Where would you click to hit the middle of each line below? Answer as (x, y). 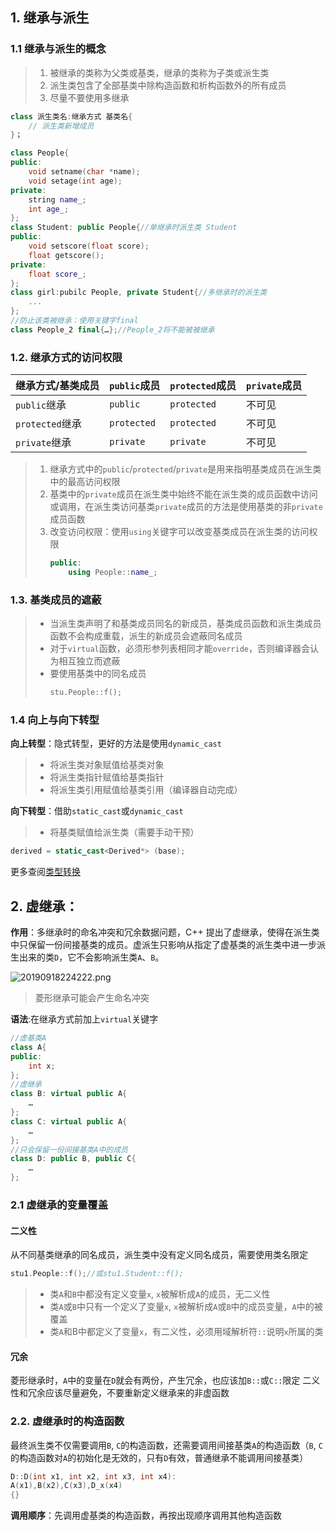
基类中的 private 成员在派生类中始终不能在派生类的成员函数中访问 (183, 494)
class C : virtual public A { (69, 1121)
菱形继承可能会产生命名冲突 (92, 998)
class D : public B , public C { (73, 1159)
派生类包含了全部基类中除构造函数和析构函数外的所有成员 (168, 85)
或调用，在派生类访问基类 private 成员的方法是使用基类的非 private (186, 507)
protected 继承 (48, 424)
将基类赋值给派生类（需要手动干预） (124, 832)
